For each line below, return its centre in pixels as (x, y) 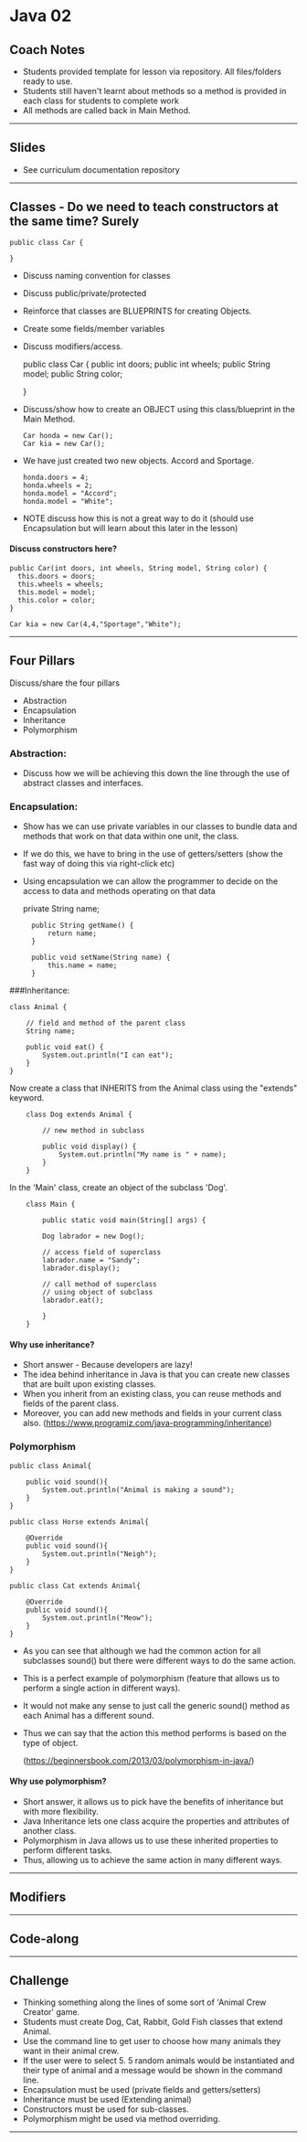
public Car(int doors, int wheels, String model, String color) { (138, 568)
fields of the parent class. (70, 1403)
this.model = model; (57, 592)
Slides (27, 148)
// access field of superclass (102, 1252)
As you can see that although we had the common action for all (142, 1650)
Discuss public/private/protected (85, 293)
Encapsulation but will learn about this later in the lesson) (130, 528)
